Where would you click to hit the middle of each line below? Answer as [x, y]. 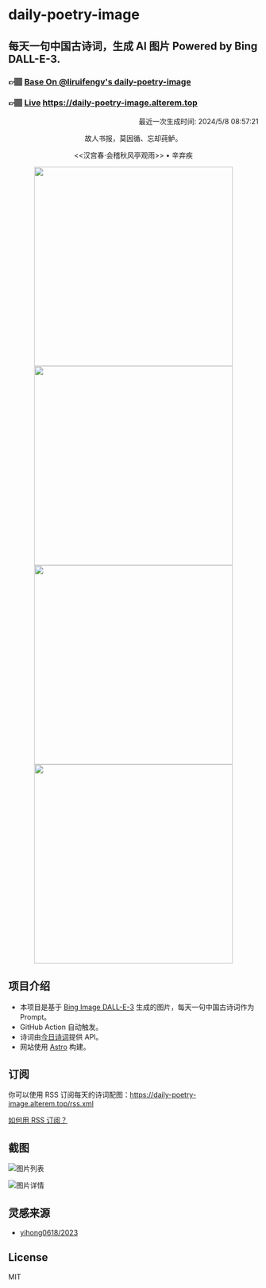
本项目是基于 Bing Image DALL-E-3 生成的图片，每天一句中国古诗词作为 [137, 1007]
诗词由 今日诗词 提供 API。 [61, 1036]
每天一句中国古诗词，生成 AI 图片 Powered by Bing [133, 46]
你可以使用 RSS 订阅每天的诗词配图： [69, 1095]
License [28, 1257]
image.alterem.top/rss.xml [51, 1104]
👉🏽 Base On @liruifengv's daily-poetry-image [100, 81]
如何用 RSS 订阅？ [38, 1120]
